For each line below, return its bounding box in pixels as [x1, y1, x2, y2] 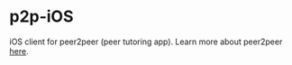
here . [9, 45, 29, 56]
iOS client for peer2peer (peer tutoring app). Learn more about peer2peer [9, 36, 283, 47]
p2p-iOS [9, 6, 74, 27]
